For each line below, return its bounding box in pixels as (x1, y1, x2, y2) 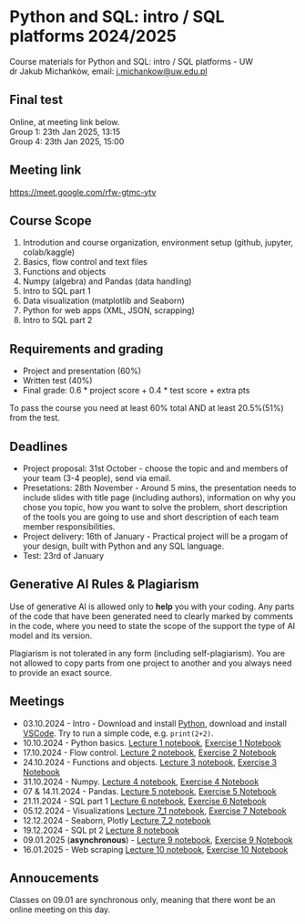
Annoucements (9, 870, 99, 887)
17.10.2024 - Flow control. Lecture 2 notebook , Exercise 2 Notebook (22, 747, 277, 758)
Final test (9, 92, 64, 108)
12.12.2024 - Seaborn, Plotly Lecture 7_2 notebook (22, 814, 211, 825)
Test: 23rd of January (22, 551, 105, 561)
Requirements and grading (9, 341, 164, 357)
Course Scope (9, 213, 93, 228)
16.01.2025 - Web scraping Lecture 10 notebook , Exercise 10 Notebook (22, 844, 289, 855)
